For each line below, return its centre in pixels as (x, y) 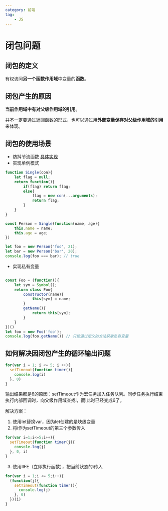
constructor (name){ (44, 294)
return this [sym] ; (51, 313)
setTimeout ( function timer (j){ (42, 442)
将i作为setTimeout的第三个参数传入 (49, 428)
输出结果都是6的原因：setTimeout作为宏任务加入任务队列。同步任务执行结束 (84, 394)
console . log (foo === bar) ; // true (42, 256)
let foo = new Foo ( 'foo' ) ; (33, 332)
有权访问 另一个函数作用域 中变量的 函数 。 (47, 79)
